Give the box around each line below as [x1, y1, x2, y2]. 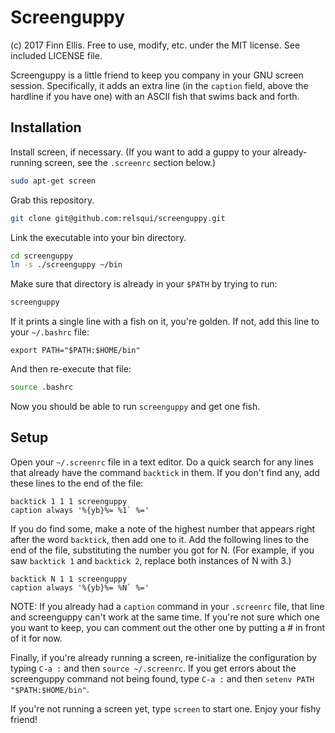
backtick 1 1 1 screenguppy [10, 496, 128, 506]
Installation [10, 119, 82, 136]
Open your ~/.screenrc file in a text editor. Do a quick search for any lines [10, 456, 314, 468]
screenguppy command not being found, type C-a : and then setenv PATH [10, 672, 315, 685]
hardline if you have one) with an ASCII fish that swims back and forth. [10, 90, 300, 102]
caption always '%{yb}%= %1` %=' [10, 505, 150, 515]
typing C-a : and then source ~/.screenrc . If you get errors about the [10, 662, 297, 674]
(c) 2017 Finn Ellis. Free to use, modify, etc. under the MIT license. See [10, 39, 301, 51]
